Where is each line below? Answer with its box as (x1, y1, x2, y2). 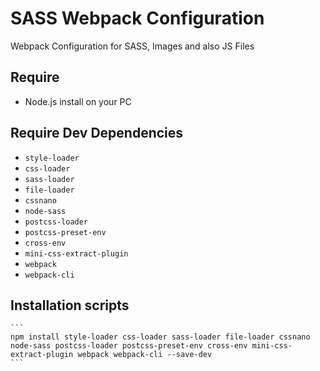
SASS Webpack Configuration (10, 7, 265, 30)
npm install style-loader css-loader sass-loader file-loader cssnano (10, 332, 311, 342)
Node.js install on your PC (24, 95, 132, 107)
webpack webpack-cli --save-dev (77, 350, 213, 360)
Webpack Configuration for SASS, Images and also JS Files (10, 40, 255, 52)
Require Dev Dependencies (10, 125, 184, 142)
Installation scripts (10, 297, 130, 314)
